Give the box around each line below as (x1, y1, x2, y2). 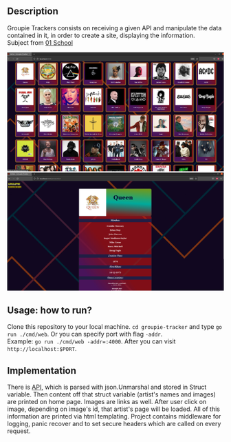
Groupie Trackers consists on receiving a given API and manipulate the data (7, 23, 222, 32)
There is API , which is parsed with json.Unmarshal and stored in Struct (7, 383, 207, 391)
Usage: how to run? (7, 304, 93, 316)
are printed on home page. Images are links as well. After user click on (7, 397, 207, 405)
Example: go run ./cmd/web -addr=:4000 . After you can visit (7, 337, 176, 345)
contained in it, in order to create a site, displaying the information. (7, 31, 195, 39)
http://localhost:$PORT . (7, 345, 77, 353)
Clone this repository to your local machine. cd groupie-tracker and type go (7, 323, 222, 331)
